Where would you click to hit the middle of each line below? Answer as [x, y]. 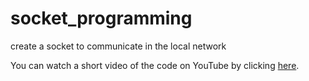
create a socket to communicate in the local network [118, 46]
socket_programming [101, 18]
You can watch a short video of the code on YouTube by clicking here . [155, 65]
